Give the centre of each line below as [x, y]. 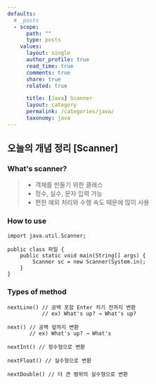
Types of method [37, 291]
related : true [47, 86]
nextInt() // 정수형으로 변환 [46, 347]
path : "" [39, 33]
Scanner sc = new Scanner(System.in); [89, 262]
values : [31, 46]
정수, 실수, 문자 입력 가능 [69, 193]
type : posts [43, 40]
